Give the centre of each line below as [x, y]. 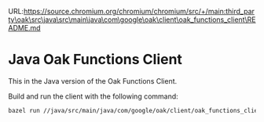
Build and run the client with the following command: [93, 96]
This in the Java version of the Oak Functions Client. [93, 81]
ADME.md [24, 28]
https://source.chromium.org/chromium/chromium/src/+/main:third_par [139, 11]
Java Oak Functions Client [95, 60]
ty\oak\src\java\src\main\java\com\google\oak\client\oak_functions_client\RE [132, 20]
